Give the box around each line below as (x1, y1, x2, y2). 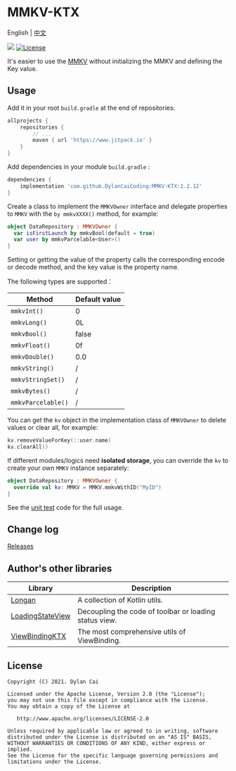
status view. (77, 616, 117, 625)
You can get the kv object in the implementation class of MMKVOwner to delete (7, 416, 227, 424)
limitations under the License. (7, 758, 102, 765)
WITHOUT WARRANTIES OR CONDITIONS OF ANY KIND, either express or (7, 739, 206, 746)
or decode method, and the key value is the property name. (7, 263, 179, 272)
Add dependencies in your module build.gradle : (7, 163, 150, 171)
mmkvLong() (11, 319, 47, 327)
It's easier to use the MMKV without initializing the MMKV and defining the (7, 57, 223, 65)
